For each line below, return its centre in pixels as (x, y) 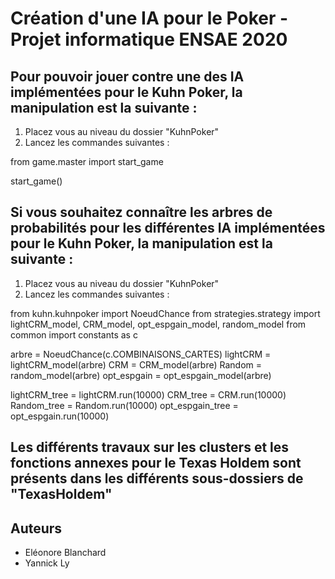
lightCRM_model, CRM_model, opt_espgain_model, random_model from (158, 324)
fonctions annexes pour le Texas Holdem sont (156, 463)
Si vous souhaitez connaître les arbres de (141, 212)
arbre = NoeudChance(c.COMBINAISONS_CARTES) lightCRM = (141, 354)
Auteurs (36, 528)
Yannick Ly (47, 563)
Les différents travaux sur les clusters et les (150, 447)
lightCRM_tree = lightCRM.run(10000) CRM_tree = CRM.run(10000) (148, 394)
